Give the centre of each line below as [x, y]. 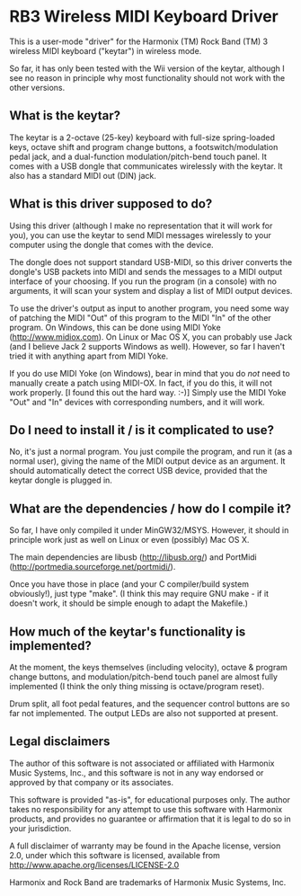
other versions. [37, 87]
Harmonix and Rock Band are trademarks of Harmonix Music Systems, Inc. [148, 882]
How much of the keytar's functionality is [128, 631]
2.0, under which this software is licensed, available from [115, 855]
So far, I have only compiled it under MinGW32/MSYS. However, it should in [149, 530]
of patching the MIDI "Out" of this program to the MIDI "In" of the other [140, 317]
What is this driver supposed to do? [111, 204]
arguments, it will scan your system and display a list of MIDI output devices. [151, 290]
